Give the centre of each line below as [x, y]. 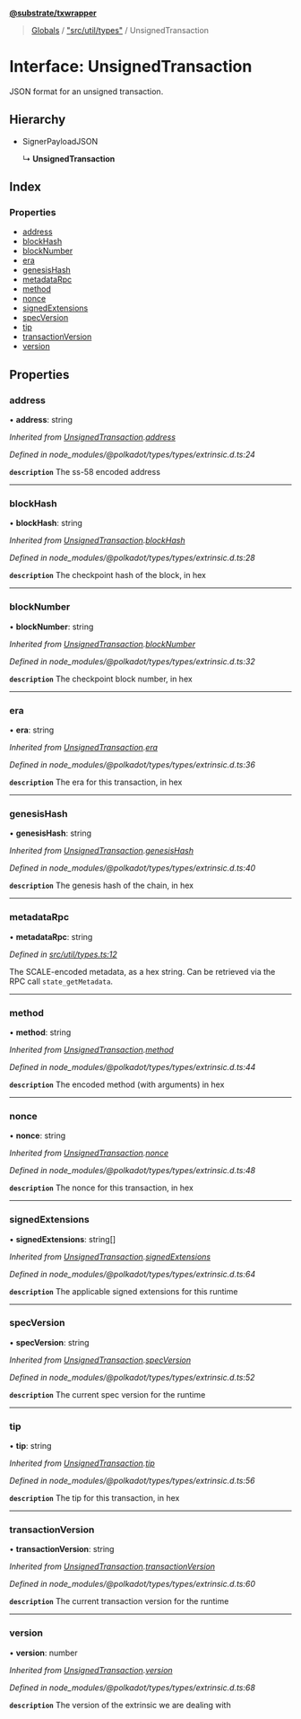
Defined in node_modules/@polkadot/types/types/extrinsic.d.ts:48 [133, 1171]
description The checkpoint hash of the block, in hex [107, 575]
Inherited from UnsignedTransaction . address [93, 437]
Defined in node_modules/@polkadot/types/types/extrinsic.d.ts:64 [133, 1274]
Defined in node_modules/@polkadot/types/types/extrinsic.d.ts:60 [133, 1584]
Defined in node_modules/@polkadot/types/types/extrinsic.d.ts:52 [132, 1377]
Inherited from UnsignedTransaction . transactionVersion [112, 1566]
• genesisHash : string [51, 833]
